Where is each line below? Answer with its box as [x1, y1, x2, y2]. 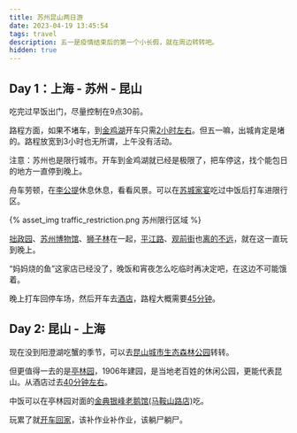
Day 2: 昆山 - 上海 [9, 321, 106, 336]
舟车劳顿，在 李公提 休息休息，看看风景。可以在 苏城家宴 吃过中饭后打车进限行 [9, 184, 288, 195]
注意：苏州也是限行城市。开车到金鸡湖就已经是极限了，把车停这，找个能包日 [9, 154, 288, 165]
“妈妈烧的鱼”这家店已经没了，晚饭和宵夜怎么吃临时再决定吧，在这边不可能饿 [9, 263, 287, 274]
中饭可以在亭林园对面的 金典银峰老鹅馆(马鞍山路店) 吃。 [9, 395, 209, 406]
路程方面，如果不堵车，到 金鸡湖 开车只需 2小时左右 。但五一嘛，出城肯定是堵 [9, 125, 286, 135]
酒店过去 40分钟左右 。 [32, 376, 112, 387]
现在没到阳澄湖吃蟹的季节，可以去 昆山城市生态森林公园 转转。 [9, 346, 234, 357]
